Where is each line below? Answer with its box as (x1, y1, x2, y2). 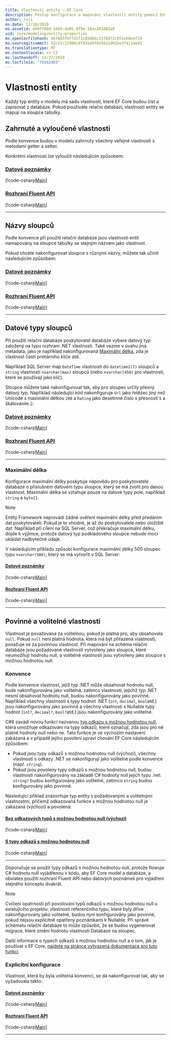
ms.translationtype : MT (5, 45, 56, 51)
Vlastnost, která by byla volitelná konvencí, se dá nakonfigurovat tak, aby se (5, 973, 164, 979)
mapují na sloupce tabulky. (5, 109, 62, 115)
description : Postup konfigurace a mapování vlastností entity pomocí (5, 12, 158, 17)
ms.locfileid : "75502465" (5, 60, 60, 65)
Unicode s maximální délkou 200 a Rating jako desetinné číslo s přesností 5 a (5, 395, 165, 401)
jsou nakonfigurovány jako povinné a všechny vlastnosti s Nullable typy (5, 704, 155, 710)
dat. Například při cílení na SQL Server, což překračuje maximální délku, (5, 525, 156, 531)
